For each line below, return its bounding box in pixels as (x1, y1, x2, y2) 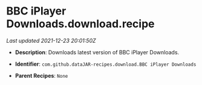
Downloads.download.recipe (6, 17, 155, 31)
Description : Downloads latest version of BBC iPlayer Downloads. (15, 48, 180, 55)
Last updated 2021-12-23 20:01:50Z (6, 37, 96, 44)
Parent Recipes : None (15, 72, 68, 79)
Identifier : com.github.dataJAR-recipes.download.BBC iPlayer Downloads (15, 60, 197, 68)
